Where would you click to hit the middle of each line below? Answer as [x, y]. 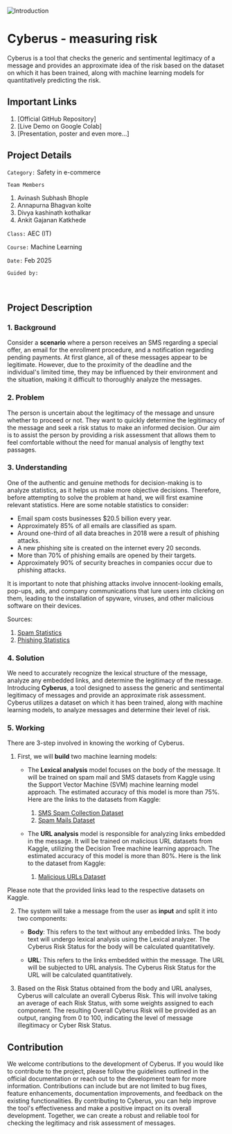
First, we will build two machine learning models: [87, 757]
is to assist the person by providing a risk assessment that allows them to [111, 435]
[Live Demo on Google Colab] [60, 126]
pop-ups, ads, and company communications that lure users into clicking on [116, 591]
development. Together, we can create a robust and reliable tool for [103, 1116]
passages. [22, 450]
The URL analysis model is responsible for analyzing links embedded [126, 834]
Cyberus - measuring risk [82, 39]
